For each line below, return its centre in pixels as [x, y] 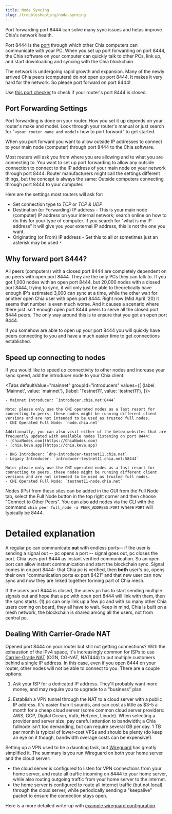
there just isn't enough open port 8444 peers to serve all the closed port [82, 310]
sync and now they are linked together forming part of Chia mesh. [75, 580]
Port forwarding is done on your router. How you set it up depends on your [84, 121]
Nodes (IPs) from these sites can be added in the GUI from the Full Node [82, 491]
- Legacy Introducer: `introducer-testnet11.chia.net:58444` [72, 458]
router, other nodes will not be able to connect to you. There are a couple [83, 668]
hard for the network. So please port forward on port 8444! [68, 82]
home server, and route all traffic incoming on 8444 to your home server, [90, 774]
